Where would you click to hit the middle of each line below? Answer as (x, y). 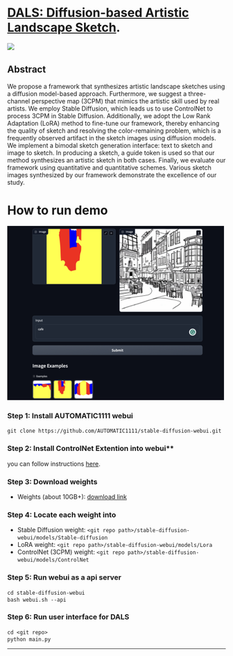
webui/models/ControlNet (53, 560)
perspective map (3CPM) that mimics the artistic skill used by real (126, 101)
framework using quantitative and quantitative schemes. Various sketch (109, 167)
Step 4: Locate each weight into (62, 514)
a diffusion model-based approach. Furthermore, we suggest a (97, 93)
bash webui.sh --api (37, 600)
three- (197, 93)
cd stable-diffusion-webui (46, 593)
